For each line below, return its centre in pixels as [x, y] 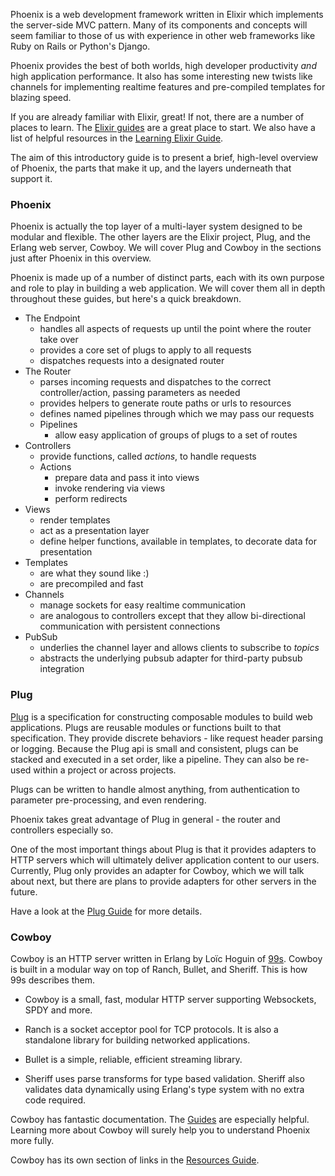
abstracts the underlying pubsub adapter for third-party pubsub [171, 658]
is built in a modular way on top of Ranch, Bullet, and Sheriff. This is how [159, 969]
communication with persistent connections [130, 626]
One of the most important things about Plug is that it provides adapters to [163, 849]
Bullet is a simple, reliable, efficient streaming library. [133, 1059]
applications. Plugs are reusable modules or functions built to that [146, 727]
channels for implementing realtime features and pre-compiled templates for [168, 87]
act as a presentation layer [94, 531]
